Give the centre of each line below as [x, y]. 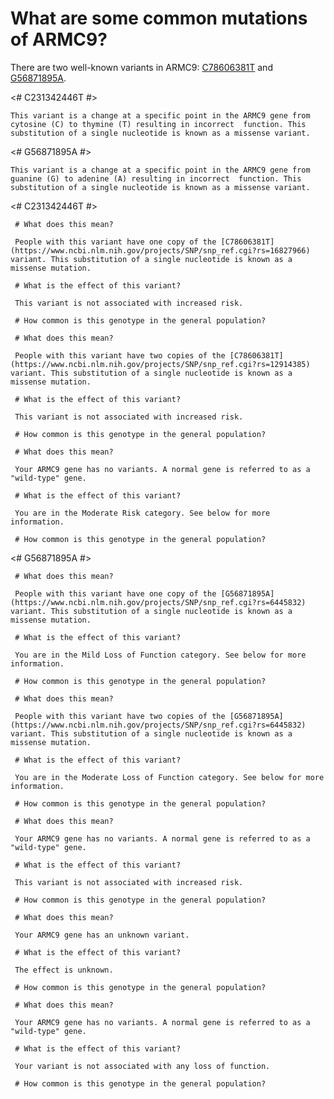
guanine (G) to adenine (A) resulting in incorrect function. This [156, 178]
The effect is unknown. [64, 970]
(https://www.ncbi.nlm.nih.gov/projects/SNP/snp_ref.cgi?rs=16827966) [160, 250]
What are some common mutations [159, 18]
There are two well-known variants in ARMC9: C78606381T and [141, 67]
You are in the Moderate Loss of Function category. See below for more [169, 777]
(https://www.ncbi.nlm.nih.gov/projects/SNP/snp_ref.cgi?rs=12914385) [160, 364]
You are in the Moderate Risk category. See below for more [142, 513]
